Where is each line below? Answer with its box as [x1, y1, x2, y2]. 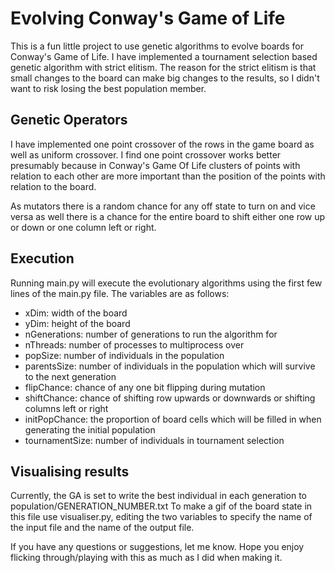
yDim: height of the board [24, 317, 131, 329]
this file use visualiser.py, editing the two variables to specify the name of [10, 511, 313, 523]
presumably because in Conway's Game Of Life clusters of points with [10, 159, 301, 171]
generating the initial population [24, 423, 156, 436]
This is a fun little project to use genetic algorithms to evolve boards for [10, 40, 304, 52]
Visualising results [10, 463, 130, 480]
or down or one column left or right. [10, 221, 157, 233]
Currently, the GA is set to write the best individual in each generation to [10, 490, 307, 502]
